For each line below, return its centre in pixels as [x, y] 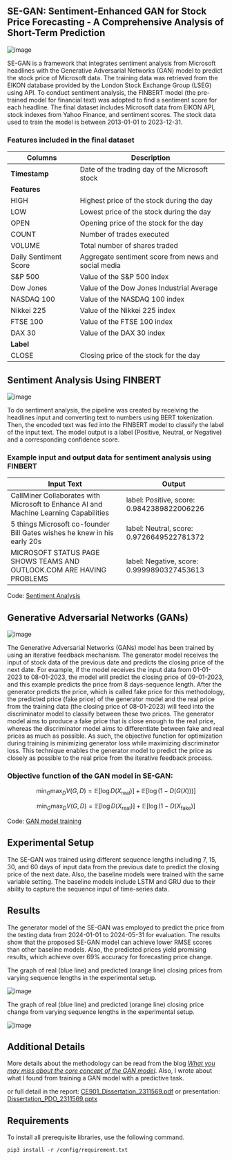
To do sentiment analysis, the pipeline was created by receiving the [103, 410]
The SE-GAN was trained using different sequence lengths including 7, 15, [112, 859]
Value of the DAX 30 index [123, 333]
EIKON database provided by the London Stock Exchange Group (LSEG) [109, 85]
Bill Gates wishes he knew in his [62, 533]
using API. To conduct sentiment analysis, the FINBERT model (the [101, 92]
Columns [42, 158]
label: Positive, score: [161, 500]
